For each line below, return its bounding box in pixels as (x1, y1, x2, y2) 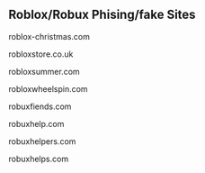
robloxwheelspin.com (8, 83, 88, 94)
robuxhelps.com (8, 153, 69, 164)
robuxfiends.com (8, 101, 72, 112)
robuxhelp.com (8, 118, 65, 129)
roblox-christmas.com (8, 31, 91, 41)
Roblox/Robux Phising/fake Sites (8, 7, 196, 23)
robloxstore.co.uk (8, 49, 74, 59)
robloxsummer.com (8, 66, 80, 77)
